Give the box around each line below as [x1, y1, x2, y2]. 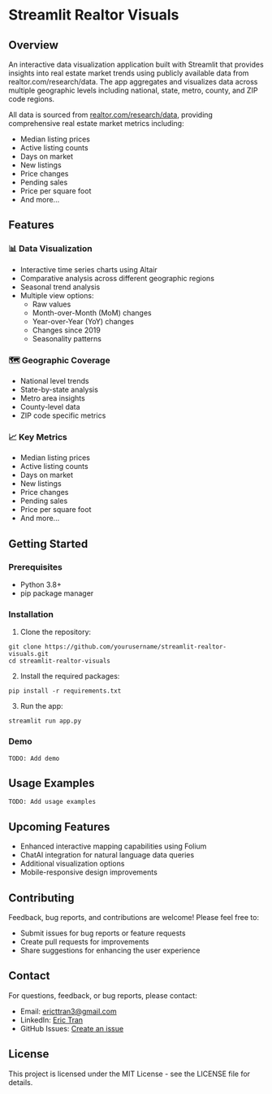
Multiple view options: [19, 290, 94, 300]
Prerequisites [8, 561, 63, 572]
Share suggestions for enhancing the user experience [19, 945, 201, 955]
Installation [8, 608, 54, 619]
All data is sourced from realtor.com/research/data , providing [8, 110, 214, 119]
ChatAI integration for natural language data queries [19, 850, 195, 860]
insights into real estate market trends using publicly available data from [8, 68, 249, 78]
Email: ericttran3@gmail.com [19, 1006, 117, 1016]
